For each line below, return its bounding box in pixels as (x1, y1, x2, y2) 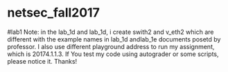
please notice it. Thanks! (7, 57, 78, 65)
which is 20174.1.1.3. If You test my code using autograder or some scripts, (7, 50, 220, 58)
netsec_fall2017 (7, 5, 100, 21)
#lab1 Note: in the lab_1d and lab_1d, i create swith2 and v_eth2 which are (7, 28, 214, 36)
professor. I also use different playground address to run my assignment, (7, 42, 215, 51)
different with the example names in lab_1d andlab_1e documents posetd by (7, 35, 221, 43)
